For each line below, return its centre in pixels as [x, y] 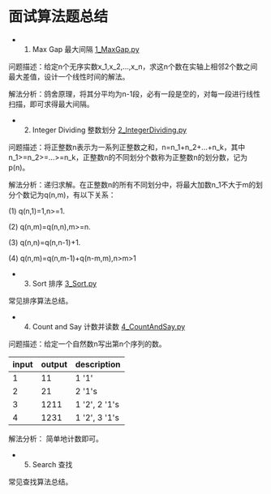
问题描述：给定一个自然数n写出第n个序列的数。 [87, 344]
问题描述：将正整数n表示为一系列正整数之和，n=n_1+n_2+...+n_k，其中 [127, 147]
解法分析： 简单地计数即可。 [56, 438]
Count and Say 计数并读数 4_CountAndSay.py [109, 326]
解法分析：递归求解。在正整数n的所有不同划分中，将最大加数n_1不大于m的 [132, 184]
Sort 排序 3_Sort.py [65, 283]
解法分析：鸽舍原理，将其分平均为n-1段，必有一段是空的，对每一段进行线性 [135, 93]
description [98, 364]
